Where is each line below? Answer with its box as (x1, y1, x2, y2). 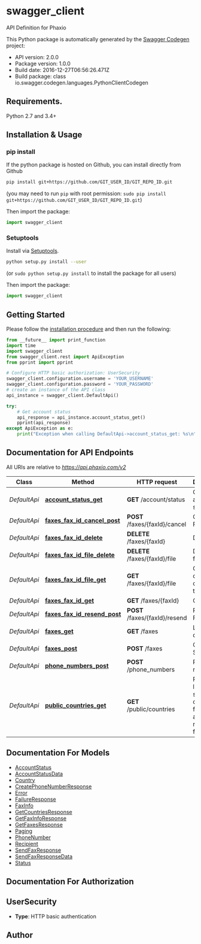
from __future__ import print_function (6, 337, 106, 343)
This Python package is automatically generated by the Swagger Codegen (6, 35, 190, 43)
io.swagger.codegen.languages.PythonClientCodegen (14, 79, 148, 86)
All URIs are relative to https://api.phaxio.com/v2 (6, 463, 126, 471)
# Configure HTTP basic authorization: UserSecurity (6, 370, 141, 376)
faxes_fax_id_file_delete (44, 550, 115, 559)
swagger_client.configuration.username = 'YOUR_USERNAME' (6, 376, 154, 382)
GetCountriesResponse (14, 808, 73, 815)
